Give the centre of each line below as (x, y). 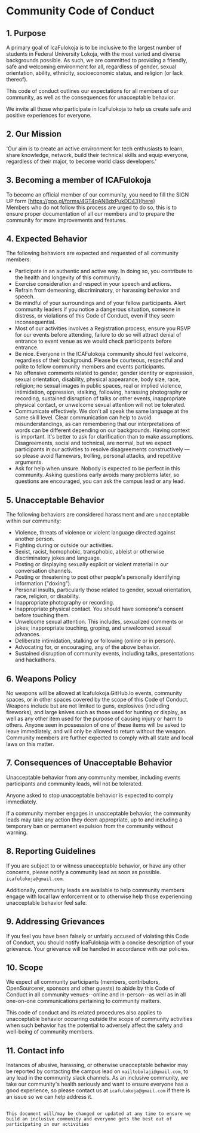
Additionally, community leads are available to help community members (96, 890)
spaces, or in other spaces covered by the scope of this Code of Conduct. (98, 700)
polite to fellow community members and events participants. (90, 367)
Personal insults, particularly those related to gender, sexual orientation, (103, 590)
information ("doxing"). (43, 584)
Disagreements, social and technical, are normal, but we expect (93, 443)
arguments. (29, 462)
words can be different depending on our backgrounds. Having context (102, 430)
